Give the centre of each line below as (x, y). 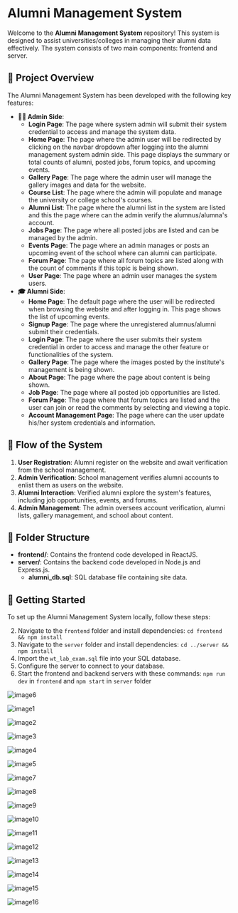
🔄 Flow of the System (55, 445)
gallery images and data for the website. (87, 185)
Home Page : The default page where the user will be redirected (121, 301)
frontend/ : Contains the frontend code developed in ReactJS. (108, 554)
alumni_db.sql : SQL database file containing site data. (108, 577)
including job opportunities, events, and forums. (88, 500)
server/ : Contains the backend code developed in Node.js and (109, 562)
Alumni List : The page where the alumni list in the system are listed (127, 207)
